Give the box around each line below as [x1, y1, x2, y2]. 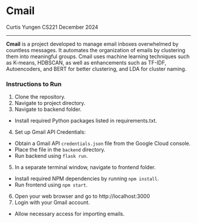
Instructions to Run [6, 80, 62, 88]
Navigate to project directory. [14, 100, 86, 107]
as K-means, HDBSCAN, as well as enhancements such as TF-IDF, [6, 59, 167, 66]
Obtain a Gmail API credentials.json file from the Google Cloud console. [14, 140, 191, 147]
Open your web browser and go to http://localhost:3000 [14, 192, 151, 200]
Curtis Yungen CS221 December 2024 [6, 23, 98, 31]
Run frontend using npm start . [14, 181, 88, 188]
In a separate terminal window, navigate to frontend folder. [14, 164, 156, 171]
